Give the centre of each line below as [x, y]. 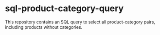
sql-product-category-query [64, 9]
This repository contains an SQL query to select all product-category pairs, [80, 22]
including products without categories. [44, 27]
